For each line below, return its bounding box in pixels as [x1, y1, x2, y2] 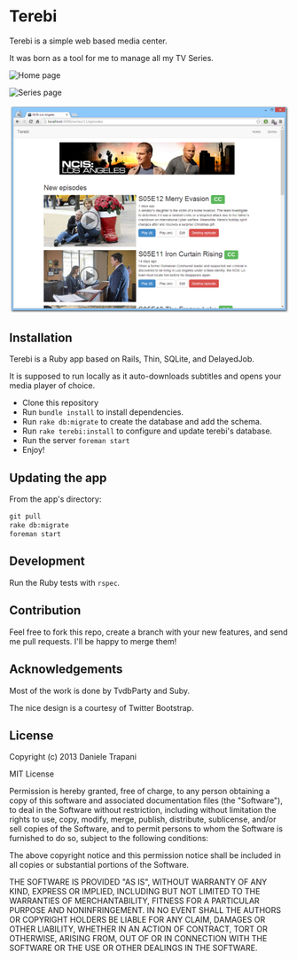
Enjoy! [21, 445, 45, 456]
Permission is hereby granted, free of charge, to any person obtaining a [9, 786, 270, 797]
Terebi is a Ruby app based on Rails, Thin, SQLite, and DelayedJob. [9, 354, 255, 364]
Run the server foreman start [21, 435, 130, 446]
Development [9, 554, 86, 569]
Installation [9, 330, 73, 345]
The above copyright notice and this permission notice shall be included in [9, 850, 281, 861]
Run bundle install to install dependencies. [21, 407, 184, 418]
